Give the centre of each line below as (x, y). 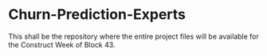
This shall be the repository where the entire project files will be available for (133, 36)
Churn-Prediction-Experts (97, 15)
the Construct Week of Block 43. (62, 44)
